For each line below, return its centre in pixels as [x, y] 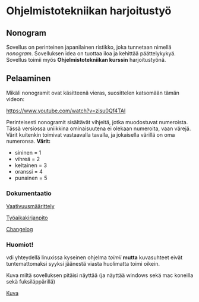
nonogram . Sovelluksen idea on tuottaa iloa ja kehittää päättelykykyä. [91, 54]
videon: [15, 99]
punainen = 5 [31, 178]
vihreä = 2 [27, 159]
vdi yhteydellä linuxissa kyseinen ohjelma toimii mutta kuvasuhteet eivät [94, 257]
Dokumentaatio [29, 193]
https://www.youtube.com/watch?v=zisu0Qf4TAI [66, 111]
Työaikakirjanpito [27, 218]
